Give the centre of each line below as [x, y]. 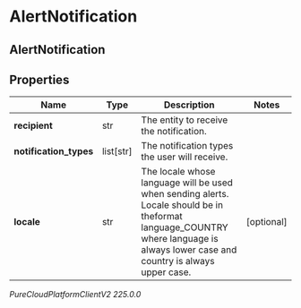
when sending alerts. [185, 194]
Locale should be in [182, 205]
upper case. [166, 272]
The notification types [187, 146]
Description [189, 105]
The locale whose [178, 172]
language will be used [187, 183]
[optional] [267, 222]
